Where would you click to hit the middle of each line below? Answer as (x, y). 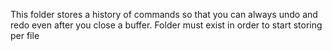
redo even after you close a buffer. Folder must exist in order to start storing (166, 25)
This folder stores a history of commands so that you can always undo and (164, 14)
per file (25, 35)
